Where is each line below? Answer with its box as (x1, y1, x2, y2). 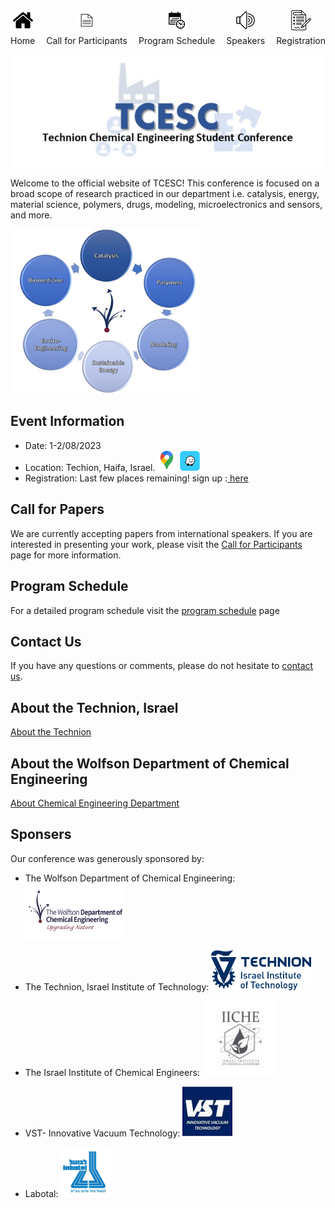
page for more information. (10, 549, 122, 561)
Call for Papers (10, 501, 105, 518)
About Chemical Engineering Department (10, 797, 180, 809)
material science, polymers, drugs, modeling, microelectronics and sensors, (10, 198, 323, 210)
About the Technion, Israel (10, 699, 179, 716)
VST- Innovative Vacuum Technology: (24, 1127, 181, 1139)
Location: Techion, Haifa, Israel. (24, 461, 156, 473)
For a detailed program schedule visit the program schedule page (10, 604, 280, 616)
